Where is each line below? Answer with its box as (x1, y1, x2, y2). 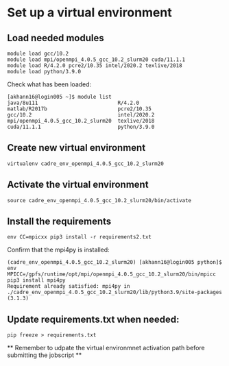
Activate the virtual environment (7, 179, 149, 191)
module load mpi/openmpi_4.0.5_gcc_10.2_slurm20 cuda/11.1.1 (7, 56, 186, 63)
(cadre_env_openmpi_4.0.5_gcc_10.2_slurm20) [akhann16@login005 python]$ (7, 259, 223, 266)
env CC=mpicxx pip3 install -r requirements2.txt (7, 234, 152, 241)
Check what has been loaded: (7, 80, 92, 88)
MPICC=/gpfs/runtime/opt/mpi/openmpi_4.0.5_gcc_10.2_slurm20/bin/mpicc (7, 271, 216, 278)
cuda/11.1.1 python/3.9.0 (7, 123, 155, 130)
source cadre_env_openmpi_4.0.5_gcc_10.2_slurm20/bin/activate (7, 197, 192, 204)
